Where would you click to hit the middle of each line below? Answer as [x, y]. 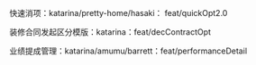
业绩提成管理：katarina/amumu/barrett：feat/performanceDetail [128, 51]
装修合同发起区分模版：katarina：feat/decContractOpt [110, 32]
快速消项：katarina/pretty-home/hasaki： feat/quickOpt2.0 [119, 13]
